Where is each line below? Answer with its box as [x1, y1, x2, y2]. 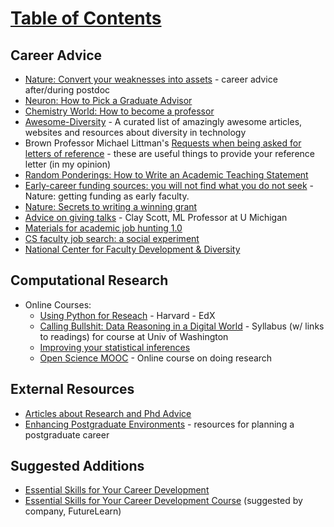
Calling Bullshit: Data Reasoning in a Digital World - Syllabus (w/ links [39, 320, 325, 332]
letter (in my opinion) [24, 158, 112, 170]
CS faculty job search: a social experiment [24, 233, 200, 244]
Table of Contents [10, 7, 162, 30]
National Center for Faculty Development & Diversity [24, 243, 241, 255]
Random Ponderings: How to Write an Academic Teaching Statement [24, 169, 309, 181]
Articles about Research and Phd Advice [24, 407, 192, 419]
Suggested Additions [10, 458, 145, 475]
